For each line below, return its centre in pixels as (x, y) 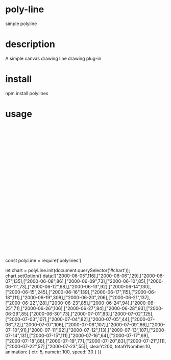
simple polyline (21, 24)
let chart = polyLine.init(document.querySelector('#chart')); (68, 270)
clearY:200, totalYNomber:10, (120, 346)
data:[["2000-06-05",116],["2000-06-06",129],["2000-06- (104, 276)
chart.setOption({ (23, 276)
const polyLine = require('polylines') (43, 260)
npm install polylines (27, 93)
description (30, 44)
